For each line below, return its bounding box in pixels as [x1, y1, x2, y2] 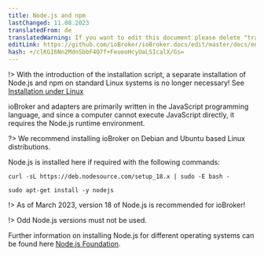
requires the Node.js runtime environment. [8, 119, 145, 128]
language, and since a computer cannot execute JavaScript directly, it [8, 110, 235, 119]
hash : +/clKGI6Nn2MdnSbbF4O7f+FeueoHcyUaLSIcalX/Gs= [8, 48, 185, 56]
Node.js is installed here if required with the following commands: [8, 158, 220, 166]
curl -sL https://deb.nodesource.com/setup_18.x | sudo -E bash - [8, 173, 230, 180]
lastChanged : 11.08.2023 [8, 19, 90, 27]
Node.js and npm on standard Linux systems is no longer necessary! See [8, 78, 245, 87]
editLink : [8, 41, 41, 49]
